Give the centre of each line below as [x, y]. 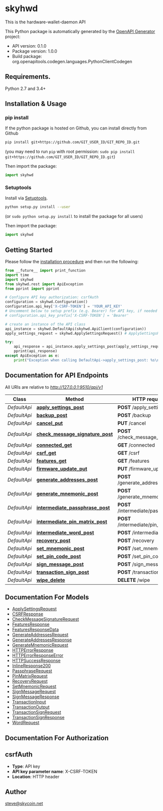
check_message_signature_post [74, 434]
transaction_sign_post [63, 572]
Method [74, 399]
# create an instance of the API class [45, 324]
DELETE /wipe [134, 580]
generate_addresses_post [67, 480]
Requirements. [28, 77]
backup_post [52, 415]
